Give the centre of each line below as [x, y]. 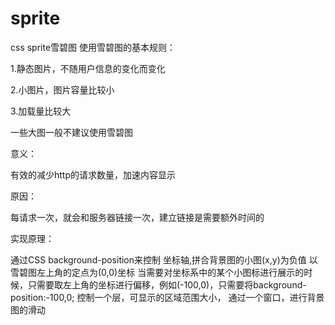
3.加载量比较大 [41, 111]
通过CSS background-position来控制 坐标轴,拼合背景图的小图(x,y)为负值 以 [164, 259]
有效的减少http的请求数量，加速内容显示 [93, 174]
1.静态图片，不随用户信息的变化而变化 [88, 68]
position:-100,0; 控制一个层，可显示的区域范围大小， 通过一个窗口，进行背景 [167, 297]
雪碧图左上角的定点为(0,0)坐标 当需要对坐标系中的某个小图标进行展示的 [157, 272]
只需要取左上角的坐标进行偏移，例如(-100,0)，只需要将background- [167, 284]
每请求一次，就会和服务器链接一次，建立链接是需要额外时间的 [137, 217]
